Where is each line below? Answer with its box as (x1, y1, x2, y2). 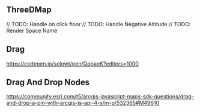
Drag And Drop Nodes (6, 77, 90, 88)
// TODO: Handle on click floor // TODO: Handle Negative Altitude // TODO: (6, 20, 191, 27)
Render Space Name (6, 27, 58, 34)
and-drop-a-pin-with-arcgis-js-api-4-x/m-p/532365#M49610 (6, 99, 160, 107)
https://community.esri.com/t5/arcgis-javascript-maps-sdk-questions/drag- (6, 93, 194, 100)
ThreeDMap (6, 5, 52, 15)
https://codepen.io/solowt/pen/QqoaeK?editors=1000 (6, 60, 139, 67)
